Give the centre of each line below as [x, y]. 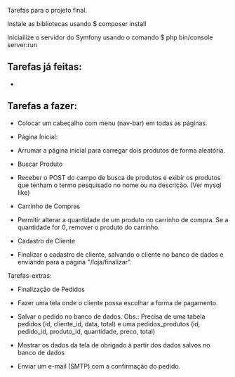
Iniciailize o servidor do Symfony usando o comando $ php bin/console [110, 37]
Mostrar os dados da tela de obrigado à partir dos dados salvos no [114, 345]
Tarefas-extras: [29, 275]
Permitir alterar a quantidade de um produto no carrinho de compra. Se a [123, 219]
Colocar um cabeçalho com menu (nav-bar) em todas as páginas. [113, 123]
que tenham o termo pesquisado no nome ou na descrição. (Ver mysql [119, 185]
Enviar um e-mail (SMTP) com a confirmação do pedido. [99, 366]
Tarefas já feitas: [45, 67]
